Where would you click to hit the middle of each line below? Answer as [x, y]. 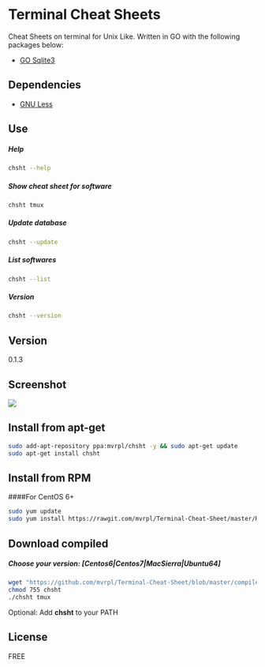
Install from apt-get [57, 428]
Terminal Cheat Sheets [84, 15]
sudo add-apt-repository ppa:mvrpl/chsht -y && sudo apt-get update [123, 446]
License [28, 637]
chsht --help [30, 168]
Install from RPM [50, 478]
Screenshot [37, 384]
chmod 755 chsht [35, 590]
